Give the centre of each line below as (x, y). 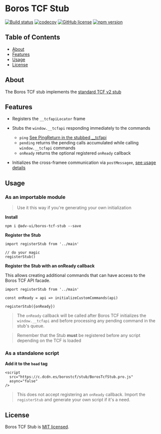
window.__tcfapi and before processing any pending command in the (86, 321)
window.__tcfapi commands (47, 148)
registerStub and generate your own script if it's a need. (73, 400)
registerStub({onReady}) (30, 307)
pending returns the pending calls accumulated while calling (79, 143)
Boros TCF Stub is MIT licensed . (37, 427)
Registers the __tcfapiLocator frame (49, 119)
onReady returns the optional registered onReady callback (75, 153)
